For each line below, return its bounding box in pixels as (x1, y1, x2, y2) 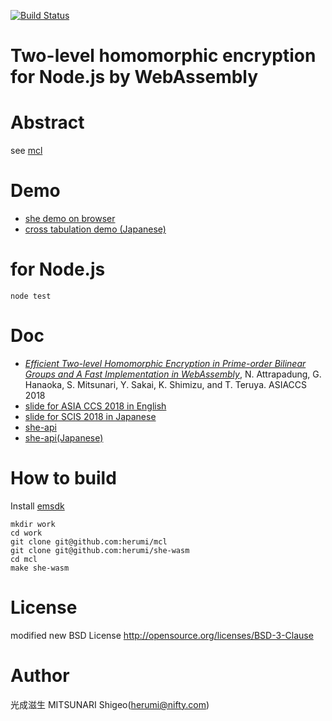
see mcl (10, 145, 43, 157)
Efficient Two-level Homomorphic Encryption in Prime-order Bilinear (24, 357, 307, 369)
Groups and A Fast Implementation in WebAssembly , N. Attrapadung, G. (24, 368, 322, 380)
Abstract (10, 111, 85, 134)
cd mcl (10, 554, 38, 564)
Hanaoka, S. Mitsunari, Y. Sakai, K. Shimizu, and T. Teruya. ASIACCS (24, 378, 308, 390)
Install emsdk (10, 500, 65, 512)
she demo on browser (24, 213, 116, 225)
